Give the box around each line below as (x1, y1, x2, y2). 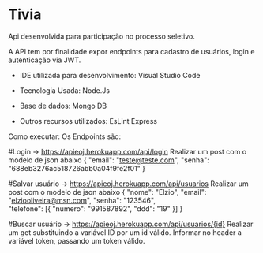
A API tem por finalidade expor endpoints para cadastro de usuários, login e (8, 47, 255, 56)
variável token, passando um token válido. (8, 236, 145, 245)
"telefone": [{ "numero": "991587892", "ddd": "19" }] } (8, 203, 183, 214)
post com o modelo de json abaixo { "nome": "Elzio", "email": (8, 187, 207, 196)
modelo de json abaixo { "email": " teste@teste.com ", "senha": (8, 155, 209, 165)
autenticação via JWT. (8, 55, 81, 65)
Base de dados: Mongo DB (19, 101, 107, 110)
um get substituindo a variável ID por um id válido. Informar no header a (8, 227, 242, 237)
